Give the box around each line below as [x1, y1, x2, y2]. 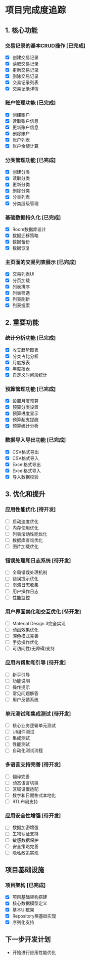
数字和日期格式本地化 [12, 792, 56, 798]
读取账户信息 [12, 118, 39, 124]
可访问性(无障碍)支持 [12, 646, 55, 652]
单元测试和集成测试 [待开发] [5, 710, 71, 717]
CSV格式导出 [12, 449, 39, 455]
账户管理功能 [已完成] [5, 99, 56, 106]
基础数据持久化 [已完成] [5, 214, 61, 221]
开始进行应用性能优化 [12, 949, 56, 956]
